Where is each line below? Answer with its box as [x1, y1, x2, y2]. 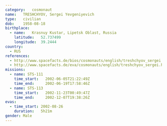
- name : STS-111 [9, 72, 43, 77]
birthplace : [5, 26, 30, 31]
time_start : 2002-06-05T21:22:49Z [14, 76, 90, 81]
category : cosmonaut [5, 7, 52, 12]
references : [5, 53, 30, 59]
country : [5, 44, 23, 49]
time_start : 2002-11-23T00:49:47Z [14, 90, 90, 95]
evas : [5, 100, 16, 105]
